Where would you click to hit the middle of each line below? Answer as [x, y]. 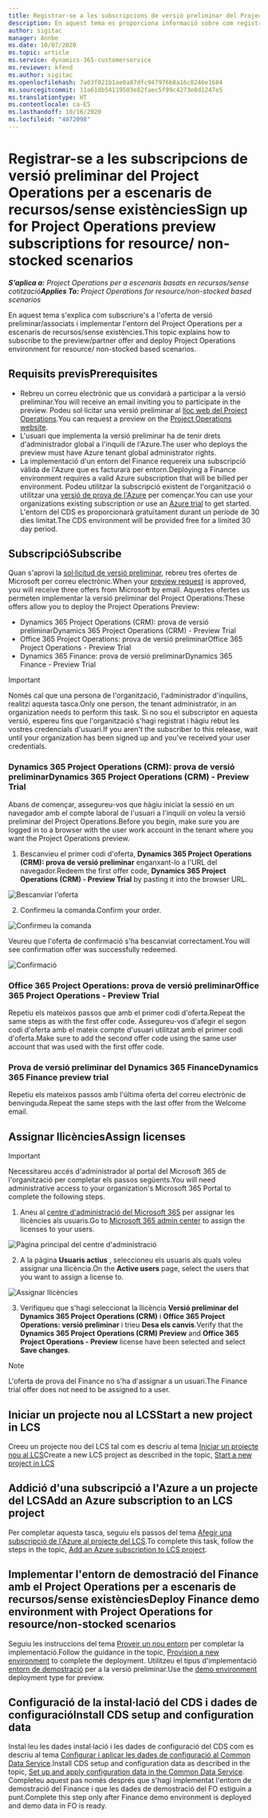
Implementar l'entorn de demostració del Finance [134, 1574]
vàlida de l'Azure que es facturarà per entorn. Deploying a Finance [128, 469]
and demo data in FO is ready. [58, 1806]
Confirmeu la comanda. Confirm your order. [91, 910]
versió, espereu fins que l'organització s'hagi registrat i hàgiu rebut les [124, 721]
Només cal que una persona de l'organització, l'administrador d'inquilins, [128, 695]
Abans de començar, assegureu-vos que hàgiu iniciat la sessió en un [121, 804]
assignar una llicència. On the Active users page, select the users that [134, 1269]
